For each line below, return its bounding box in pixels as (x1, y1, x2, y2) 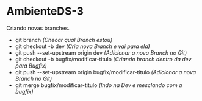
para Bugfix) (15, 62, 47, 69)
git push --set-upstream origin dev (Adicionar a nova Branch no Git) (15, 49, 187, 56)
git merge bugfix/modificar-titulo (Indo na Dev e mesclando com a (15, 81, 182, 89)
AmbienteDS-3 (6, 4, 84, 18)
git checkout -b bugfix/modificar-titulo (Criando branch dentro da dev (15, 55, 192, 63)
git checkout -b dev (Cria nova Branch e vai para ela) (15, 43, 151, 50)
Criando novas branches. (6, 24, 70, 32)
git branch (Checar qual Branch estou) (15, 36, 113, 43)
